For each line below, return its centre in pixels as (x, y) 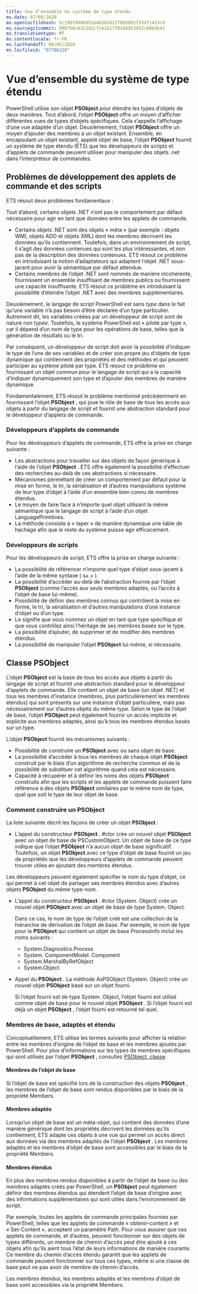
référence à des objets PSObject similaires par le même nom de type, (99, 788)
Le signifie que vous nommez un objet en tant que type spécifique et (98, 620)
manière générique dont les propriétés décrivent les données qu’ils (88, 1129)
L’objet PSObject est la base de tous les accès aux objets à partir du (89, 677)
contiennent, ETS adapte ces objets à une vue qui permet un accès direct (95, 1134)
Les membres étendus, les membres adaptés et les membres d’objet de (93, 1279)
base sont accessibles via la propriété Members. (65, 1285)
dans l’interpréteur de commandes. (49, 158)
